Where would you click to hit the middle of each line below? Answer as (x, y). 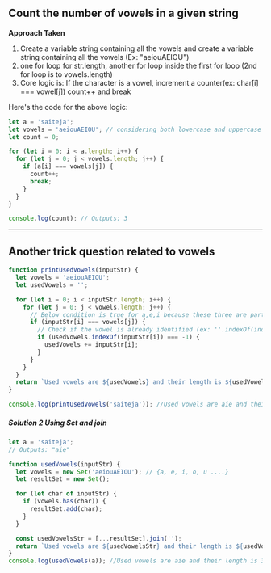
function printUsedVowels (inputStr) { (73, 270)
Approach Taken (37, 32)
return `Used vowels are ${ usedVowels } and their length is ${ (124, 382)
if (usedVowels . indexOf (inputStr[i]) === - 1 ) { (119, 337)
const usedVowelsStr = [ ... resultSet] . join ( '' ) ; (99, 538)
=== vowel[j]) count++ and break (75, 91)
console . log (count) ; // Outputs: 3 (68, 219)
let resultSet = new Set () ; (63, 479)
